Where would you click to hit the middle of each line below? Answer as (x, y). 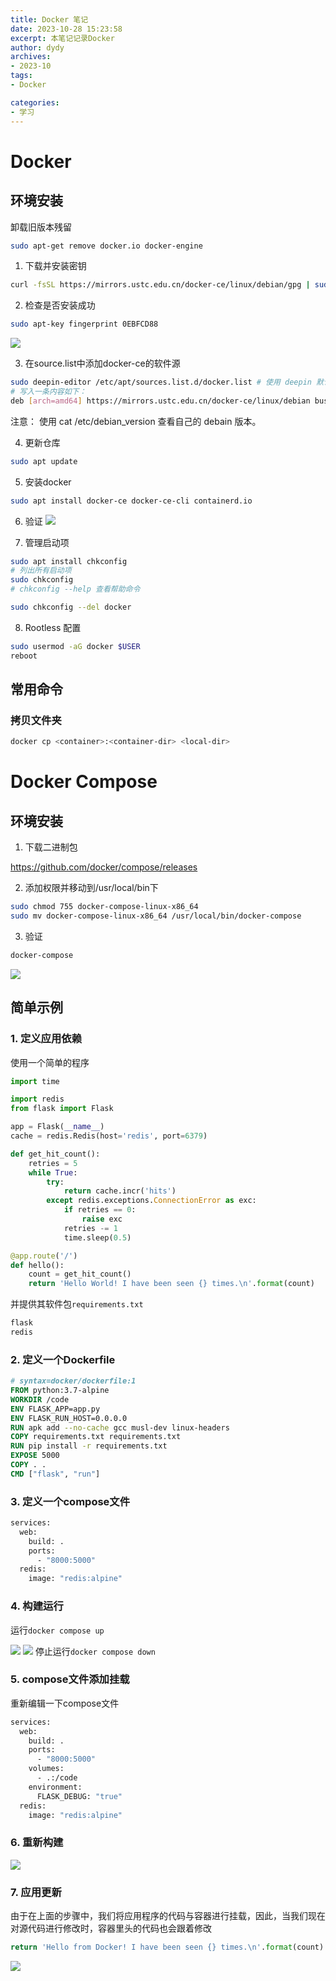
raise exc (102, 1219)
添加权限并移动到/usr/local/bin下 (91, 888)
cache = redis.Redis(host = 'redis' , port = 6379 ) (109, 1136)
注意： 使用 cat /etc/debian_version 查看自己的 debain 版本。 (136, 421)
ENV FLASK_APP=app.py (55, 1409)
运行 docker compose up (57, 1630)
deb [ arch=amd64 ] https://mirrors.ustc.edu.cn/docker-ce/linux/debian (160, 401)
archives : (31, 57)
